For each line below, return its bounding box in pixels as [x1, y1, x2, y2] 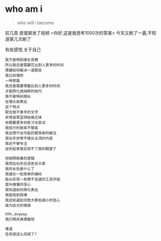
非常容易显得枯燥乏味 [5, 115, 42, 120]
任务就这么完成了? [5, 232, 37, 237]
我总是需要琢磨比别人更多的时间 [5, 83, 61, 88]
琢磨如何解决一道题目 [5, 68, 42, 72]
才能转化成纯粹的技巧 [5, 89, 42, 94]
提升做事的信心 [5, 182, 31, 187]
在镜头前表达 [5, 99, 28, 104]
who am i [5, 3, 43, 15]
